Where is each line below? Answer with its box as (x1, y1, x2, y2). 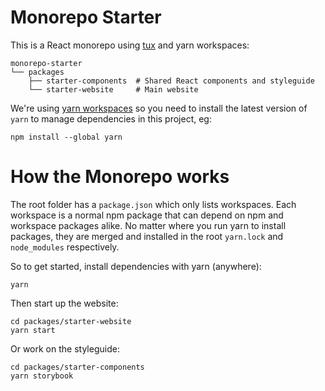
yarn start (10, 325, 56, 335)
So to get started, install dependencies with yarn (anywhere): (10, 260, 262, 272)
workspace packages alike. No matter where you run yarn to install (10, 219, 287, 231)
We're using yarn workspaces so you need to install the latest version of (10, 102, 308, 114)
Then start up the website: (10, 297, 119, 309)
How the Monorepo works (10, 166, 230, 188)
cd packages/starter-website (10, 316, 132, 326)
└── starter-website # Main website (28, 84, 199, 95)
